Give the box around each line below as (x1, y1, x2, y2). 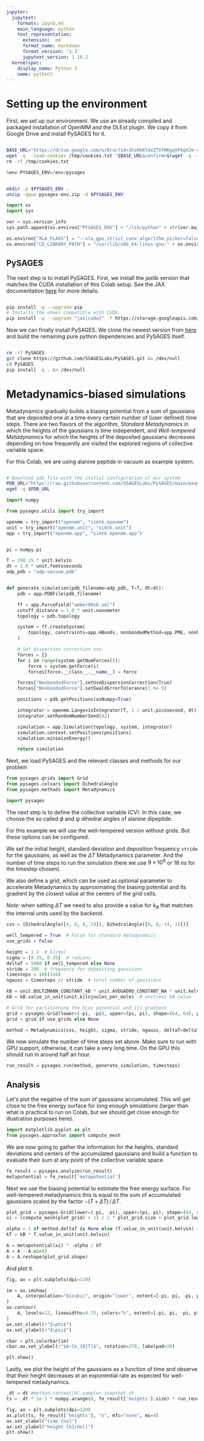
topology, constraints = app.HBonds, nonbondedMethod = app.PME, (28, 630, 186, 636)
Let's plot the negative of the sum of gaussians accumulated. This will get (6, 1095, 191, 1103)
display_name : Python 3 (17, 65, 78, 72)
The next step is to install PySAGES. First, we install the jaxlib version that (6, 274, 190, 281)
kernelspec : (12, 60, 42, 66)
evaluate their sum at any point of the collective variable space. (6, 1156, 165, 1163)
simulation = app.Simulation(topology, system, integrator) (17, 724, 172, 730)
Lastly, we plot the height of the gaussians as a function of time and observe (6, 1366, 198, 1373)
